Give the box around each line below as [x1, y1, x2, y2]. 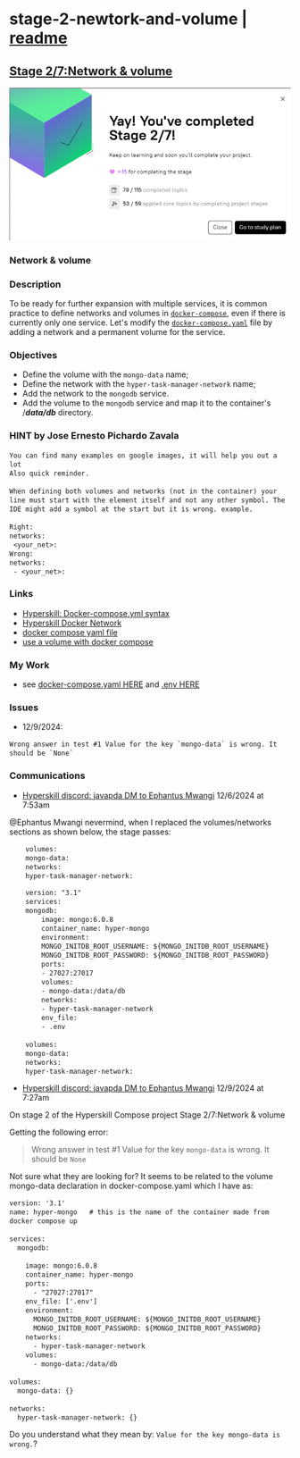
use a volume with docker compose [21, 636, 154, 647]
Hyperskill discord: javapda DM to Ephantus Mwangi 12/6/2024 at [21, 790, 264, 800]
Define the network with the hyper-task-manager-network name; [21, 379, 256, 390]
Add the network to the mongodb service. [21, 389, 170, 399]
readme [9, 28, 68, 48]
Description [9, 278, 62, 290]
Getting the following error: [9, 1127, 109, 1137]
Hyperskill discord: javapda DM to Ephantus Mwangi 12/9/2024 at [21, 1082, 264, 1093]
